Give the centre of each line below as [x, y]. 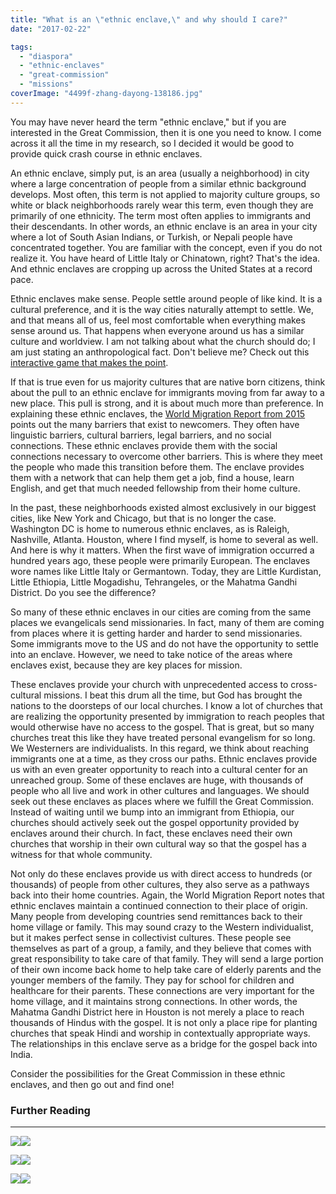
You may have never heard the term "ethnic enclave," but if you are [148, 122]
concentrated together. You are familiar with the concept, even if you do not [166, 247]
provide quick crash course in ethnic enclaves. [106, 153]
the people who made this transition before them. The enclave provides [157, 467]
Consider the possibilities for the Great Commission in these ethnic [148, 1073]
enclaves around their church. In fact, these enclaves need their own [151, 833]
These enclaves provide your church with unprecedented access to [149, 684]
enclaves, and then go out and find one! [92, 1084]
